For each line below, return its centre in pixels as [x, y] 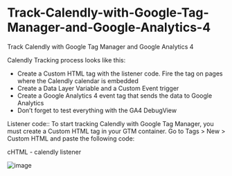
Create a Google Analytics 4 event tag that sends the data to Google [115, 96]
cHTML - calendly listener [44, 152]
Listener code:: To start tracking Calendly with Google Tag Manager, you [110, 123]
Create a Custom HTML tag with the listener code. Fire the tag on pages [120, 73]
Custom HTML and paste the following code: [71, 138]
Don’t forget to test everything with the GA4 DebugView [97, 110]
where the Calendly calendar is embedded [78, 80]
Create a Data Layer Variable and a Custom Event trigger [98, 88]
